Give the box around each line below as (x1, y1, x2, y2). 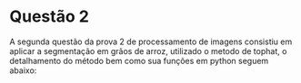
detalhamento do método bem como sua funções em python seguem (9, 55, 269, 66)
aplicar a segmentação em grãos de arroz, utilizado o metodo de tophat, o (9, 45, 287, 56)
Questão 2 (9, 6, 89, 27)
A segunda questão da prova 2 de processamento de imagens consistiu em (9, 36, 293, 47)
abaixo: (9, 65, 37, 76)
